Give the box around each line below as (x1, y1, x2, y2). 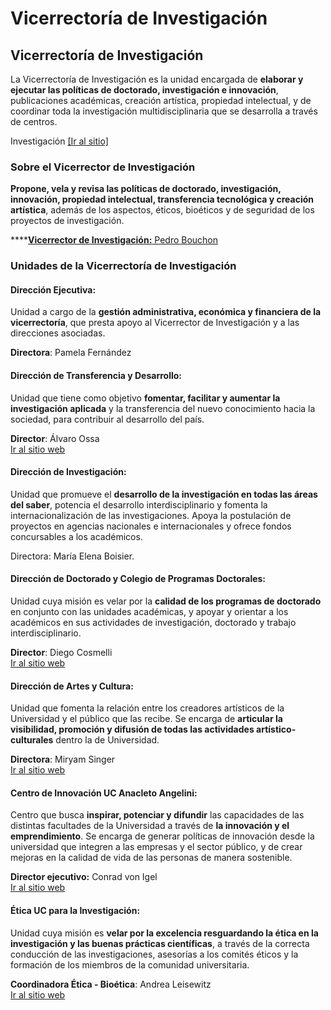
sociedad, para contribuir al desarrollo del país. (10, 413, 205, 425)
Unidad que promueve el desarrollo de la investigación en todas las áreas (10, 488, 318, 500)
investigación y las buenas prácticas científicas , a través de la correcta (10, 937, 310, 949)
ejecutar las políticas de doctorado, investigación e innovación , (10, 84, 279, 96)
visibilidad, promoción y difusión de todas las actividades (10, 723, 255, 736)
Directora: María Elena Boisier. (10, 550, 135, 562)
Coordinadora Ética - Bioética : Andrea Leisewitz (10, 978, 212, 990)
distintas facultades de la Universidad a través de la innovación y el (10, 820, 290, 832)
